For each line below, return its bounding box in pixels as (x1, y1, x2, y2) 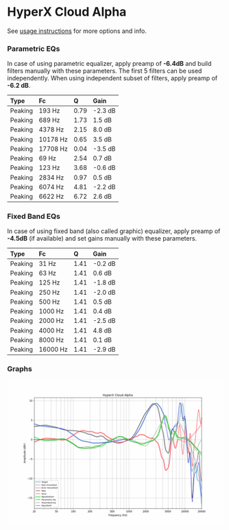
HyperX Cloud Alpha (7, 4, 127, 20)
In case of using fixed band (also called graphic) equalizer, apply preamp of (7, 227, 221, 235)
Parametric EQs (7, 44, 60, 53)
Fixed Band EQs (7, 211, 60, 221)
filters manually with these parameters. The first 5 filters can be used (7, 67, 202, 75)
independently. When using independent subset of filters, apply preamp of (7, 74, 218, 82)
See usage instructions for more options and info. (7, 27, 147, 35)
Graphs (7, 364, 32, 374)
